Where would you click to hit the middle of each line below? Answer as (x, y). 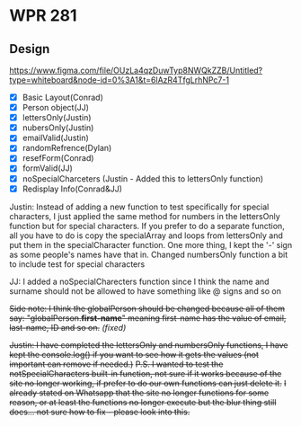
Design (30, 49)
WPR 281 (44, 16)
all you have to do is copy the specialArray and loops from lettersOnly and (146, 235)
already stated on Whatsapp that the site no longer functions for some (139, 393)
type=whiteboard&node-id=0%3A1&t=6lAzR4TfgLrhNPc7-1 (120, 80)
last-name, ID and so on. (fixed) (68, 327)
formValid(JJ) (48, 168)
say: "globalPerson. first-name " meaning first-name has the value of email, (148, 318)
